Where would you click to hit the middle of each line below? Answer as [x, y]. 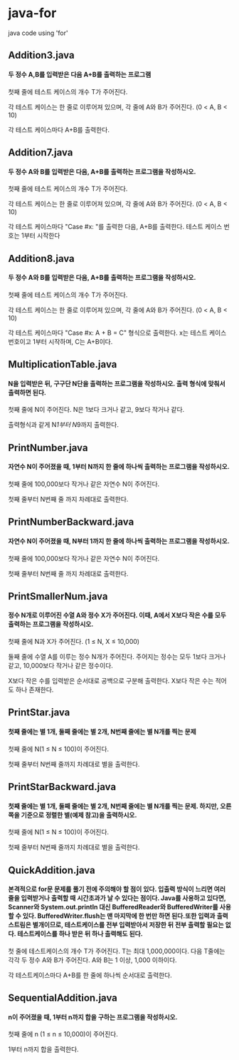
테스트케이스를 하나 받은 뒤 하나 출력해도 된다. [80, 934]
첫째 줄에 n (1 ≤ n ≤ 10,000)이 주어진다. [63, 1034]
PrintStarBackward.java [62, 787]
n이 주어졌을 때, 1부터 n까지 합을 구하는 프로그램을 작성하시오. [93, 1017]
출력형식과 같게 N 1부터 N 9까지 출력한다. [64, 425]
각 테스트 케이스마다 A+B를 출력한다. [59, 129]
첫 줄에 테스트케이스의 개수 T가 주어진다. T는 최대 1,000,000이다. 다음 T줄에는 [117, 951]
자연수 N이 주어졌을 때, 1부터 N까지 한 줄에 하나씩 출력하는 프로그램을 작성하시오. [119, 467]
